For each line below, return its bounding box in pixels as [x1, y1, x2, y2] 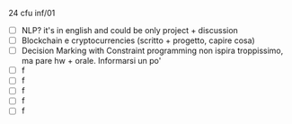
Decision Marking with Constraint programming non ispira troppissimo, [21, 45, 284, 57]
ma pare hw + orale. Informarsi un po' [21, 56, 162, 66]
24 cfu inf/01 [8, 8, 56, 18]
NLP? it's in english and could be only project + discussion [21, 25, 239, 35]
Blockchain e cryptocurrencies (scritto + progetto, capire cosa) [21, 35, 255, 46]
